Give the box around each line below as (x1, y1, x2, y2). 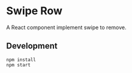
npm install (6, 56, 36, 63)
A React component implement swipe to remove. (6, 24, 127, 31)
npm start (6, 62, 31, 68)
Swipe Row (6, 4, 63, 18)
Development (6, 41, 58, 51)
